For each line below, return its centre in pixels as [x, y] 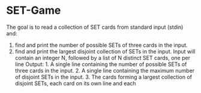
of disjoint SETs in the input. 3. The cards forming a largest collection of [103, 77]
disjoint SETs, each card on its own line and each [75, 83]
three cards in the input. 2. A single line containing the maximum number [105, 70]
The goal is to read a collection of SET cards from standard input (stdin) [95, 27]
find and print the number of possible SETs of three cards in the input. [101, 45]
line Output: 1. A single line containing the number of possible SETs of [101, 64]
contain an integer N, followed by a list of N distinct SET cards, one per [103, 58]
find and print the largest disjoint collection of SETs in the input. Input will [105, 51]
